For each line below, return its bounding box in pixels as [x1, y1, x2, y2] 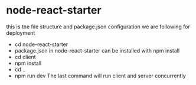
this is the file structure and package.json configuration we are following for [6, 23, 191, 30]
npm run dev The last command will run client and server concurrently [14, 72, 186, 79]
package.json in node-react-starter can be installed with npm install [14, 47, 180, 54]
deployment [6, 29, 35, 36]
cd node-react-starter [14, 41, 68, 48]
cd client [14, 53, 37, 60]
